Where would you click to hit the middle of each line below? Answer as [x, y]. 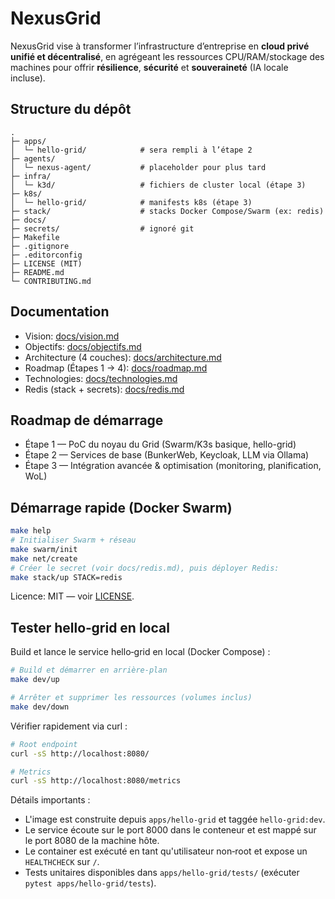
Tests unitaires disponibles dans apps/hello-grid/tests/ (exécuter [162, 873]
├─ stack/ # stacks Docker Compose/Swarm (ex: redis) [167, 211]
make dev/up [35, 680]
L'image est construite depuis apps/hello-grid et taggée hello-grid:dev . [175, 819]
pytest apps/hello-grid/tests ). [90, 883]
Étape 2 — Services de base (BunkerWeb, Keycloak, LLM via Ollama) [167, 455]
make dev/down [40, 707]
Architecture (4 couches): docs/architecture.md [123, 357]
